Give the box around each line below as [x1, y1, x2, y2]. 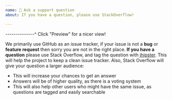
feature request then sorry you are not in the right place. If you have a [5, 46, 155, 52]
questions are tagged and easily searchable [12, 89, 106, 95]
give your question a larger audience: [5, 63, 84, 69]
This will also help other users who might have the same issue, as [12, 83, 151, 90]
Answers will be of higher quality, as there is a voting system [12, 78, 141, 84]
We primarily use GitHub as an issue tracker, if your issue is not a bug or [5, 41, 158, 47]
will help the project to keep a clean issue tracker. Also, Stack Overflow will [5, 57, 164, 63]
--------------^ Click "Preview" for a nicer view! [5, 31, 106, 37]
